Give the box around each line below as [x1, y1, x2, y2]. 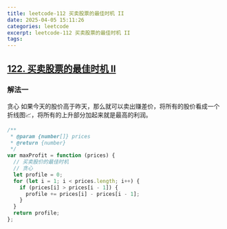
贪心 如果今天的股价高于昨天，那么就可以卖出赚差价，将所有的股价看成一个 [7, 102, 220, 110]
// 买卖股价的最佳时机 [13, 159, 69, 166]
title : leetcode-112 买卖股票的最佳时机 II [7, 10, 125, 17]
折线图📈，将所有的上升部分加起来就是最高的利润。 [7, 111, 153, 119]
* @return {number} [10, 139, 67, 146]
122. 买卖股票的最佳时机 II [7, 63, 116, 74]
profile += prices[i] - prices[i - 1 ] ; [25, 190, 140, 197]
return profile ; [13, 210, 60, 217]
